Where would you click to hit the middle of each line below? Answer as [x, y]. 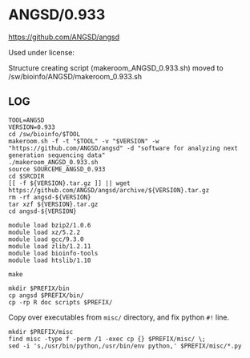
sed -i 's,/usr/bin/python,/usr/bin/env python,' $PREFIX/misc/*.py [125, 346]
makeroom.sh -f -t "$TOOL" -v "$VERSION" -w [84, 141]
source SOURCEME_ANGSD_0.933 [57, 169]
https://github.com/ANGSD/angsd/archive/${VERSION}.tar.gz [109, 190]
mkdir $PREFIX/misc [41, 332]
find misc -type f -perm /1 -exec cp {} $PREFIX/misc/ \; [107, 339]
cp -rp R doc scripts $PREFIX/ [60, 302]
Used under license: [41, 52]
